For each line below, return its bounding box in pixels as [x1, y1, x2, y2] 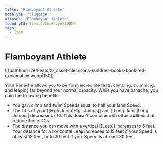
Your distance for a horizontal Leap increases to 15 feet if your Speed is [12, 128, 157, 134]
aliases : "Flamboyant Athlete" [5, 16, 69, 21]
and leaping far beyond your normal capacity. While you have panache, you [5, 87, 158, 93]
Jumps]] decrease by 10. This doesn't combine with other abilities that [12, 113, 155, 118]
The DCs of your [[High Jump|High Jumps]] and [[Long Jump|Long [12, 107, 149, 113]
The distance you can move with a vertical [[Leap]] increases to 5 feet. [12, 123, 156, 129]
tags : [5, 26, 16, 30]
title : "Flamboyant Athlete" [5, 7, 65, 12]
